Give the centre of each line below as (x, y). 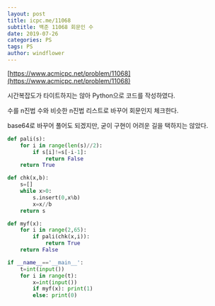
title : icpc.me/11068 (39, 20)
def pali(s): (27, 139)
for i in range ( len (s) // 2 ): (61, 146)
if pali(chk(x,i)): (62, 237)
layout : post (27, 14)
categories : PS (30, 40)
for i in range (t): (49, 276)
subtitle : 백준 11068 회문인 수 (51, 27)
